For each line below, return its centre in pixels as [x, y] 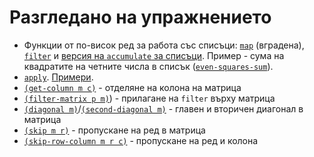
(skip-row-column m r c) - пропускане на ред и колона [141, 140]
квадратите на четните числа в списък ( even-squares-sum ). [148, 66]
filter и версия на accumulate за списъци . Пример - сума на [154, 55]
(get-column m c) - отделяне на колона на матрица [132, 87]
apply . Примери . [58, 77]
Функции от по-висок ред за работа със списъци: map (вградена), [164, 45]
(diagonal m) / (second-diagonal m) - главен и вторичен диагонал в [163, 108]
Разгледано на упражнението [140, 17]
